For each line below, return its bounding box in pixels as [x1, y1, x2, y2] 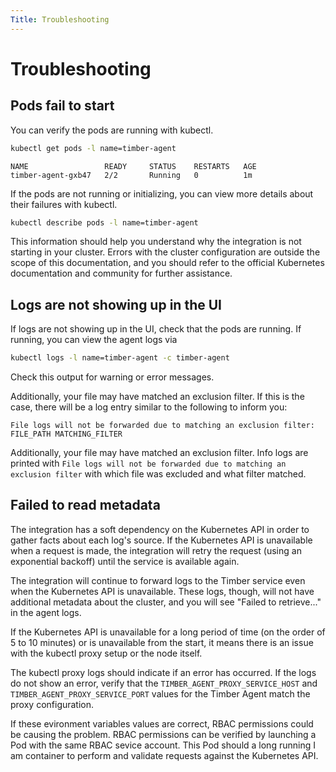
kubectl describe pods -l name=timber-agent [10, 217, 199, 228]
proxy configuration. [10, 698, 95, 710]
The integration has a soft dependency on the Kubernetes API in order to [10, 523, 310, 535]
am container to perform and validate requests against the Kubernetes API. [10, 749, 319, 761]
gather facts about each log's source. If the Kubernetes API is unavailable [10, 534, 313, 546]
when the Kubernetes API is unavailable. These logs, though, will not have [10, 585, 315, 597]
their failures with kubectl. [10, 198, 118, 210]
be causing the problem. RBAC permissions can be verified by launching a [10, 728, 317, 740]
